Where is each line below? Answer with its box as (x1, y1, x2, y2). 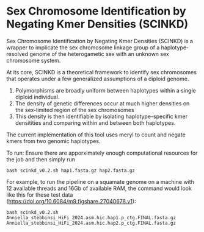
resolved (6, 50, 29, 57)
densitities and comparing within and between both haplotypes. (15, 119, 176, 126)
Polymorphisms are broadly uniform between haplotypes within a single (15, 86, 197, 94)
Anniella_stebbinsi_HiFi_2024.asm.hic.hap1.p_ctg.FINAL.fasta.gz (6, 214, 176, 220)
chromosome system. (6, 57, 61, 64)
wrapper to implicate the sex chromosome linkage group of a (6, 44, 160, 51)
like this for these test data (6, 191, 73, 199)
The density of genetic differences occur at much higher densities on (15, 99, 190, 107)
